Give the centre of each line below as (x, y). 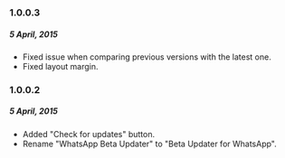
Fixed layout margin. (60, 66)
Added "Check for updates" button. (89, 134)
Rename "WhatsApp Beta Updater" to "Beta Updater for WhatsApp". (150, 144)
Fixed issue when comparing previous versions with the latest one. (147, 57)
